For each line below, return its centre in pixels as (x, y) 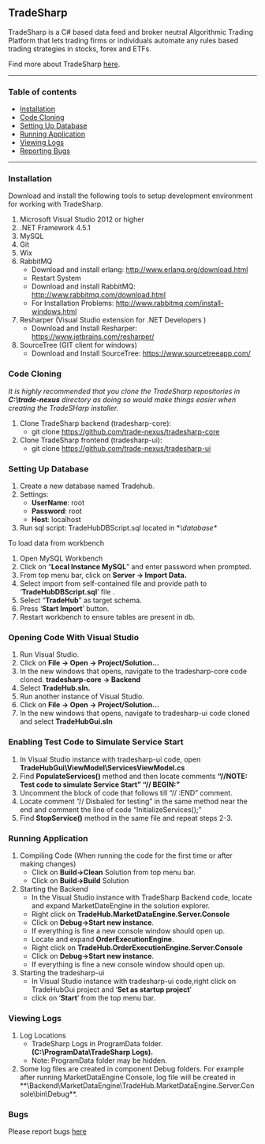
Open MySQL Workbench (61, 558)
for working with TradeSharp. (56, 204)
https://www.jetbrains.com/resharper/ (93, 337)
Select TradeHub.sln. (55, 688)
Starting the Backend (54, 889)
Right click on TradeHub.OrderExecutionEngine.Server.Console (137, 947)
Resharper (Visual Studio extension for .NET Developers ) (113, 320)
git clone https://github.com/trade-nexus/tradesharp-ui (121, 448)
